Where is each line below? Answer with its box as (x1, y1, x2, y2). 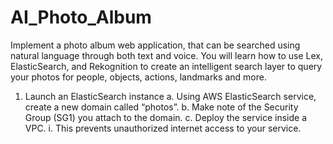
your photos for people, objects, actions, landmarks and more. (10, 71, 267, 83)
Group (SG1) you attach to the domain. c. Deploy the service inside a (24, 111, 308, 123)
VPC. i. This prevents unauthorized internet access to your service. (24, 122, 302, 134)
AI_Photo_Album (10, 6, 152, 29)
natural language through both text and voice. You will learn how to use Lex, (10, 49, 324, 61)
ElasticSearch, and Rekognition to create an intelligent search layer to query (10, 60, 323, 72)
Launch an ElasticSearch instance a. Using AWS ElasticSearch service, (24, 90, 317, 102)
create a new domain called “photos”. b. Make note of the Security (24, 101, 299, 113)
